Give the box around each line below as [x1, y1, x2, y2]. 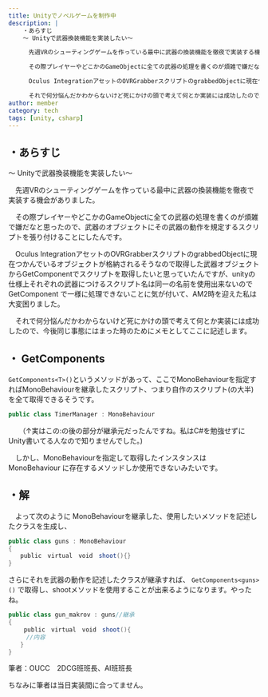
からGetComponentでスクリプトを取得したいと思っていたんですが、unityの [8, 269, 256, 279]
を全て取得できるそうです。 [8, 395, 99, 404]
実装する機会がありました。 [8, 195, 100, 205]
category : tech [8, 106, 59, 114]
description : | [8, 19, 59, 27]
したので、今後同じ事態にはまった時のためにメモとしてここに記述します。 [8, 326, 252, 336]
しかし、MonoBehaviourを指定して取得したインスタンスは [14, 452, 207, 462]
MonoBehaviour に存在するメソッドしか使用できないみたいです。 [8, 463, 223, 472]
